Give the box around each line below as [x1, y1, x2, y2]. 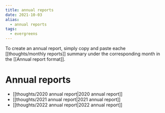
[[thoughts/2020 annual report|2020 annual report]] [12, 91, 123, 97]
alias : [5, 17, 19, 22]
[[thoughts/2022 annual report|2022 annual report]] [12, 102, 123, 108]
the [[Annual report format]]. [5, 56, 66, 62]
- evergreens [10, 31, 38, 36]
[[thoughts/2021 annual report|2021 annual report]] [12, 96, 121, 102]
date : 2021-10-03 [5, 12, 43, 17]
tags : [5, 27, 17, 32]
